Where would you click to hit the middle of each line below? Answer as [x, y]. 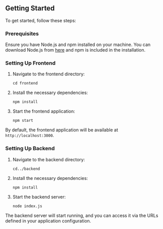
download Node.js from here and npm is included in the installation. [75, 50]
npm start [23, 121]
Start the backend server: [39, 197]
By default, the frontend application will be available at [62, 130]
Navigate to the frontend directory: [48, 74]
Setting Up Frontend [31, 63]
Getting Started [30, 8]
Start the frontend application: [44, 111]
